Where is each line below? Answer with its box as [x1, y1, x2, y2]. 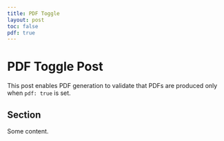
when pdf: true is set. [7, 89, 71, 97]
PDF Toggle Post [7, 59, 103, 74]
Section [7, 109, 41, 120]
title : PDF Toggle [7, 10, 60, 17]
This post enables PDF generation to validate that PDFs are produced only [7, 82, 218, 90]
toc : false [7, 23, 39, 30]
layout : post [7, 17, 45, 23]
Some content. [7, 127, 49, 135]
